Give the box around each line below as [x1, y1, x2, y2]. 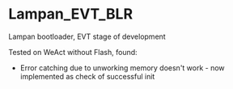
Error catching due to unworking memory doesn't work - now [19, 62, 225, 73]
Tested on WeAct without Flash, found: [8, 47, 138, 57]
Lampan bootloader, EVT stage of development [8, 32, 166, 41]
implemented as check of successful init [19, 71, 155, 81]
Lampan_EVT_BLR [8, 5, 133, 23]
